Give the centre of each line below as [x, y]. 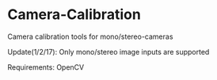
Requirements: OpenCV [46, 67]
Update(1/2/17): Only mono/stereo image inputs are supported [108, 51]
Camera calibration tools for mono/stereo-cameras [90, 36]
